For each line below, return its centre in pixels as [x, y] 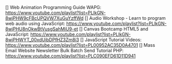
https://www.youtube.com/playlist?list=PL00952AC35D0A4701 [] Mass [80, 45]
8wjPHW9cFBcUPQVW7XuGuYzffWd [45, 18]
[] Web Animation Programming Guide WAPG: [53, 7]
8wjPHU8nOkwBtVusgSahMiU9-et [42, 29]
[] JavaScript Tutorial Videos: [111, 40]
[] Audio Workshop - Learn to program [125, 18]
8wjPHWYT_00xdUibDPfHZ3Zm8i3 [42, 40]
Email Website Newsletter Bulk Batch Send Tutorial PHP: [64, 51]
